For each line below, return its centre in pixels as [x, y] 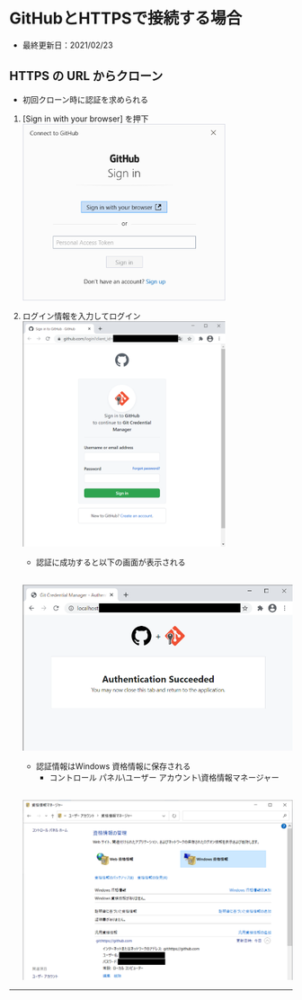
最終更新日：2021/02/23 [68, 45]
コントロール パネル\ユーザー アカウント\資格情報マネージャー [164, 778]
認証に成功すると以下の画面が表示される [111, 562]
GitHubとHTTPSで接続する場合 [126, 18]
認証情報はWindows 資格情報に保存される [113, 766]
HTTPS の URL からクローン [86, 76]
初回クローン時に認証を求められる [85, 99]
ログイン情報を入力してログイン [81, 316]
